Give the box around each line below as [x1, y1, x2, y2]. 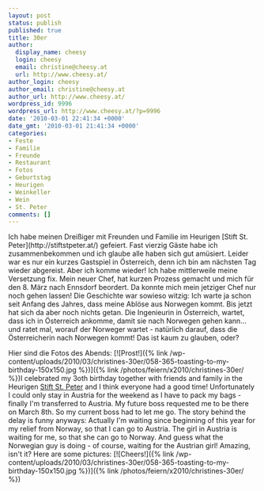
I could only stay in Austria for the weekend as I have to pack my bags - [8, 390, 242, 400]
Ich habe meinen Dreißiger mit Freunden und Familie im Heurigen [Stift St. [8, 232, 249, 242]
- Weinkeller [8, 188, 51, 196]
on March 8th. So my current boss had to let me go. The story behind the [8, 407, 247, 417]
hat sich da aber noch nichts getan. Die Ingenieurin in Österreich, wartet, [8, 308, 245, 318]
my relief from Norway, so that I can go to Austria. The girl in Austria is [8, 424, 237, 434]
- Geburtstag [8, 173, 51, 182]
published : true [8, 26, 62, 34]
